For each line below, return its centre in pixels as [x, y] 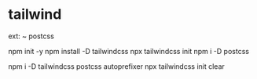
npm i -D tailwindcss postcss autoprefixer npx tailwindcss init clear [117, 66]
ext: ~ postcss [31, 36]
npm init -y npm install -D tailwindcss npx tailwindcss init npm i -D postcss [129, 51]
